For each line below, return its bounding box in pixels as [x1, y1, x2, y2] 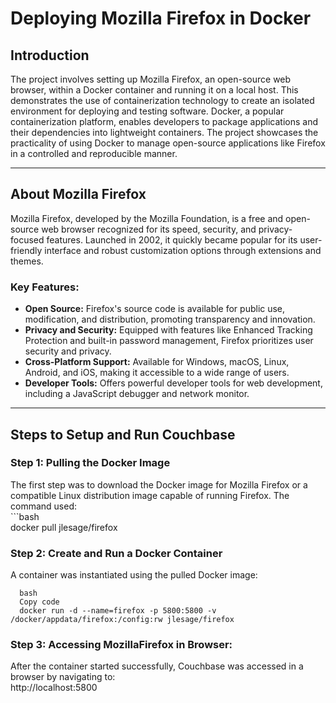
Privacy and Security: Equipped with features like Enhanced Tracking [24, 324, 313, 336]
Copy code [19, 597, 60, 607]
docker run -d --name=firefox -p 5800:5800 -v [19, 606, 217, 616]
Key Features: [10, 280, 80, 294]
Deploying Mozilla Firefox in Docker [10, 7, 312, 30]
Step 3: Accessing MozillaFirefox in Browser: [10, 638, 233, 652]
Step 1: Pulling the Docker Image [10, 456, 171, 470]
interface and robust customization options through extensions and [44, 244, 322, 256]
